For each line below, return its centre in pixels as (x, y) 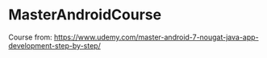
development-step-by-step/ (54, 45)
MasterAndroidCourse (85, 15)
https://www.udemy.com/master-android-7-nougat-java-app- (156, 37)
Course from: (30, 37)
